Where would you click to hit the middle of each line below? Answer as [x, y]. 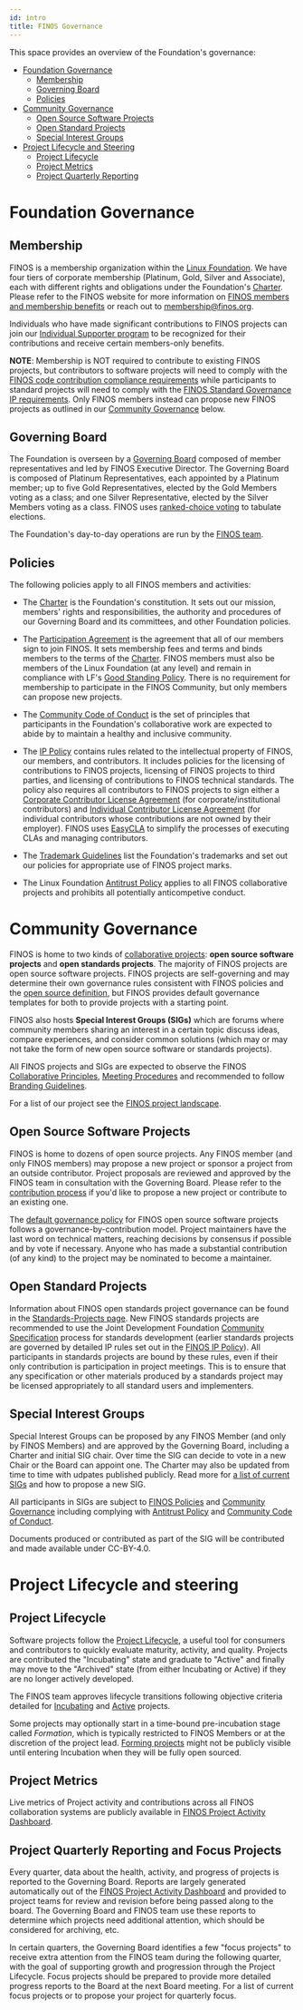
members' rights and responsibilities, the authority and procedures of [152, 612]
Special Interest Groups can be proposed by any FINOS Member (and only [148, 1436]
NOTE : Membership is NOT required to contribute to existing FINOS [135, 360]
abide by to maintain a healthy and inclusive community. [127, 734]
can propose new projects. [72, 697]
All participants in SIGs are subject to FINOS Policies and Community [137, 1501]
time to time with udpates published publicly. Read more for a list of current [150, 1474]
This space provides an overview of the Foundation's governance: [133, 52]
